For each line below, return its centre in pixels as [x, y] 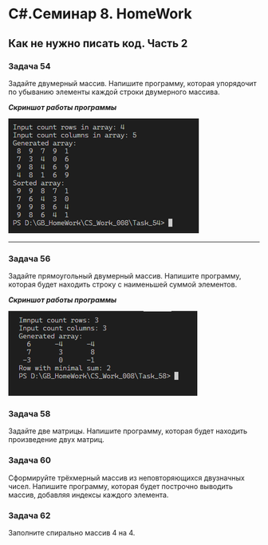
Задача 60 [30, 460]
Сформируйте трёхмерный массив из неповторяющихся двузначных [126, 478]
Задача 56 [30, 259]
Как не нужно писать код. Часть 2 [98, 43]
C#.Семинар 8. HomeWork [100, 14]
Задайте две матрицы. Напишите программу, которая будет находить [128, 431]
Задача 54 [30, 66]
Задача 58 [30, 414]
